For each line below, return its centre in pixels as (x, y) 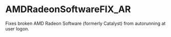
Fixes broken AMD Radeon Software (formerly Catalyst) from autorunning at (85, 23)
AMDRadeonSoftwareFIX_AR (68, 9)
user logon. (17, 28)
